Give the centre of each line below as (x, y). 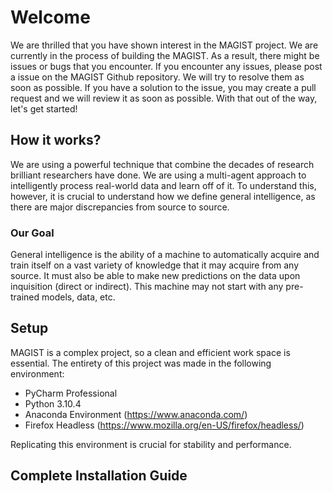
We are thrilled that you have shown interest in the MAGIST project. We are (164, 45)
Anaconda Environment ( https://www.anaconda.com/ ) (136, 414)
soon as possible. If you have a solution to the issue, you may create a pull (163, 87)
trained (25, 297)
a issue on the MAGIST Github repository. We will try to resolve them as (157, 77)
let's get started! (44, 108)
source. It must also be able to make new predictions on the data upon (155, 276)
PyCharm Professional (71, 393)
